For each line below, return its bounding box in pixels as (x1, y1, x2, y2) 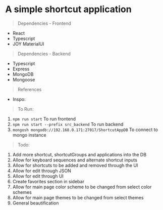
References (17, 86, 42, 92)
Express (12, 66, 30, 72)
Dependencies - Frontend (17, 20, 72, 26)
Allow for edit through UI (12, 173, 64, 179)
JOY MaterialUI (12, 40, 44, 47)
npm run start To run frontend (12, 115, 76, 122)
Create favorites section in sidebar (12, 178, 85, 184)
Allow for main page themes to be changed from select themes (12, 194, 144, 200)
